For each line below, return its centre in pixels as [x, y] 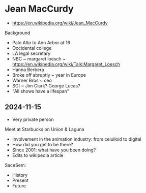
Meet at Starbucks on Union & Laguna [45, 129]
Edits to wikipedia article [38, 155]
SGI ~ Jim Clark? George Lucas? [46, 86]
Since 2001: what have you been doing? [54, 150]
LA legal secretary [31, 53]
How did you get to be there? [42, 144]
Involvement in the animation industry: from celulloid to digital [77, 139]
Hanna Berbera [28, 70]
